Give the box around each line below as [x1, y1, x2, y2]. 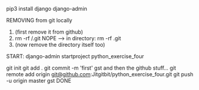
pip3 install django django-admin [6, 5, 88, 12]
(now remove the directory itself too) [14, 41, 106, 48]
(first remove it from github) [14, 28, 84, 35]
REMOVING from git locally [6, 17, 73, 23]
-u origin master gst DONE [6, 77, 72, 84]
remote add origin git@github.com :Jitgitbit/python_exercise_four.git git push [6, 71, 194, 77]
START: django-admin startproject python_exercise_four [6, 53, 145, 59]
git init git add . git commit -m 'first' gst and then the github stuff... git [6, 64, 176, 71]
